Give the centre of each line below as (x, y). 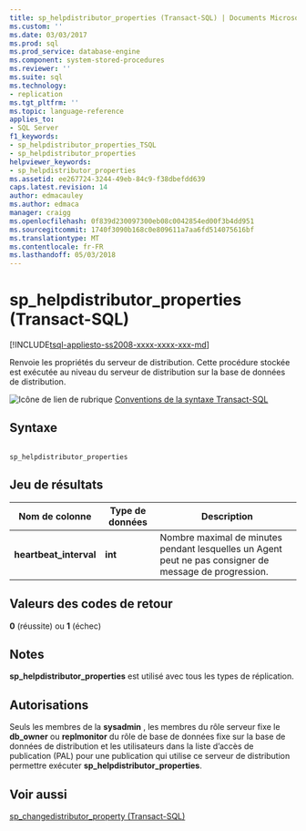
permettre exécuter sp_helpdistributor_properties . (106, 765)
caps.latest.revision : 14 (58, 188)
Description (227, 516)
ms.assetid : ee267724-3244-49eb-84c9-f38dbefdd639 (107, 179)
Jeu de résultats (56, 485)
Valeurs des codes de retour (91, 604)
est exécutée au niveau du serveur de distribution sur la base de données (148, 372)
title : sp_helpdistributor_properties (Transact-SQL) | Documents (138, 18)
